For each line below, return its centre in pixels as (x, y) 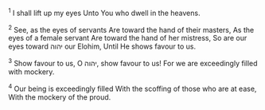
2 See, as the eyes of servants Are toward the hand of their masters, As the (131, 29)
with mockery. (31, 72)
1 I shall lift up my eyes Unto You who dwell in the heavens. (104, 12)
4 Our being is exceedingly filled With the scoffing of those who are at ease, (132, 88)
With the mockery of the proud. (60, 97)
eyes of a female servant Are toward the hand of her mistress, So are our (128, 38)
